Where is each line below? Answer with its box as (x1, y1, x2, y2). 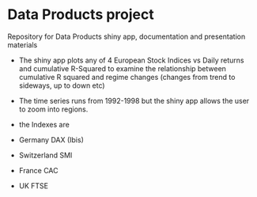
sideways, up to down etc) (18, 81, 105, 90)
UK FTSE (18, 180, 49, 191)
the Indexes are (18, 119, 70, 129)
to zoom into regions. (18, 104, 89, 114)
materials (7, 40, 38, 49)
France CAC (18, 165, 59, 175)
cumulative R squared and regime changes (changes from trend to (18, 72, 236, 81)
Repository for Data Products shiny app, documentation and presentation (7, 32, 246, 41)
